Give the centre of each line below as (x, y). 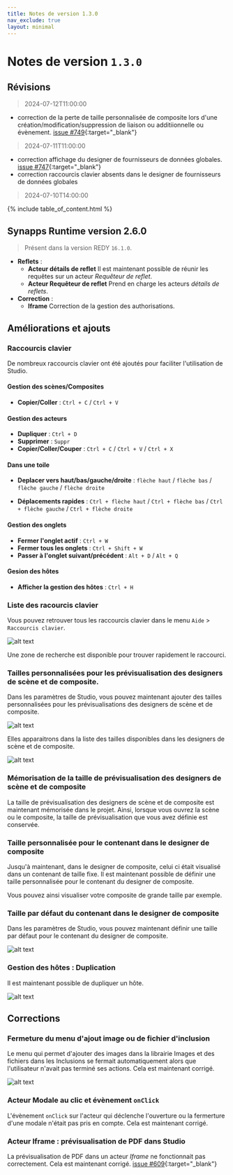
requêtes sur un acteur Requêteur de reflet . (90, 277)
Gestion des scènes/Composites (56, 387)
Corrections (34, 1018)
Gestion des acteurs (37, 418)
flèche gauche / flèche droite (61, 488)
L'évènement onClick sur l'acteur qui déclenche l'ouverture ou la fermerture (116, 1115)
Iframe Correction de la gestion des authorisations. (101, 306)
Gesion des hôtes (33, 571)
